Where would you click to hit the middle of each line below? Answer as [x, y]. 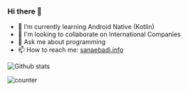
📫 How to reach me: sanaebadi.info [70, 50]
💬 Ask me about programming [62, 42]
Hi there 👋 [25, 11]
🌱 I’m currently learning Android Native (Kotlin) [86, 27]
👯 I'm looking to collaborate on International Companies [99, 34]
